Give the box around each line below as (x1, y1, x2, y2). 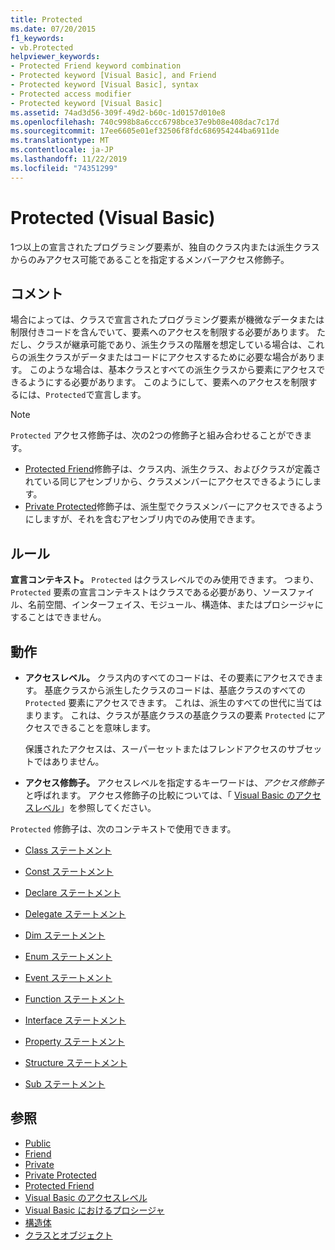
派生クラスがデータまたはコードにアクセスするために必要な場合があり (27, 351, 317, 363)
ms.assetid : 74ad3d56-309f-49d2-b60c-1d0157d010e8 (10, 107, 226, 118)
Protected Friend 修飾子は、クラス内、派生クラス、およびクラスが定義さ (24, 463, 322, 475)
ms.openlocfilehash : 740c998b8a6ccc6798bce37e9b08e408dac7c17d (10, 117, 280, 127)
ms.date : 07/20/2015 (10, 24, 97, 34)
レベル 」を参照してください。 (33, 802, 157, 813)
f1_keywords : (10, 33, 65, 43)
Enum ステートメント (24, 951, 113, 962)
